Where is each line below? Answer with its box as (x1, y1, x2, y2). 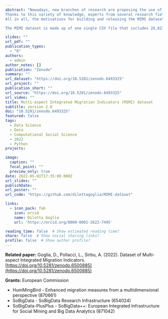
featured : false (5, 113, 39, 119)
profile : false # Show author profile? (5, 238, 91, 243)
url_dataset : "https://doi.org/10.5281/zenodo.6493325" (5, 76, 124, 81)
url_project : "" (5, 81, 39, 86)
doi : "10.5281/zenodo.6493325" (5, 109, 70, 114)
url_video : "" (5, 95, 35, 100)
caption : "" (9, 160, 35, 165)
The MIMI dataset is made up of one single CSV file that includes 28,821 (5, 25, 164, 30)
